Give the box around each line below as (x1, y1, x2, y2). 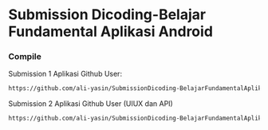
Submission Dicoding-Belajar (8, 6, 206, 24)
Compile (8, 51, 41, 62)
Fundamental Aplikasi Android (8, 22, 214, 41)
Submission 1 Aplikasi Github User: (8, 69, 122, 79)
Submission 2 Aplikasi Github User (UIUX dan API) (8, 99, 173, 108)
